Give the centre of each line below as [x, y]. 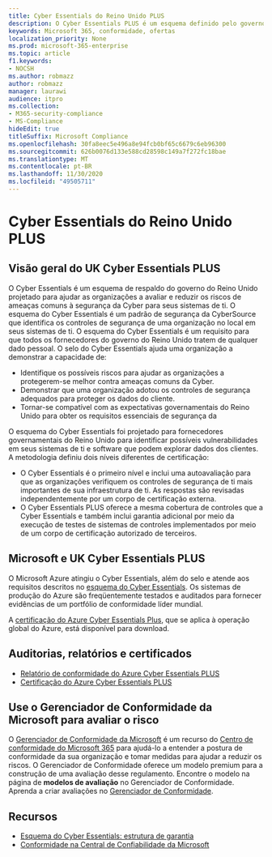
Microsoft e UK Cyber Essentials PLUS [107, 559]
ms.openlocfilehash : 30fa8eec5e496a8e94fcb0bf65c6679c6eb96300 [117, 144]
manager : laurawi [38, 91]
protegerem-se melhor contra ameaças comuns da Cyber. [117, 381]
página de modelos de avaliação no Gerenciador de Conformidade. [121, 782]
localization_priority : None [57, 38]
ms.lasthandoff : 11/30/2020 [56, 174]
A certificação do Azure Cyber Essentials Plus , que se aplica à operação [129, 620]
